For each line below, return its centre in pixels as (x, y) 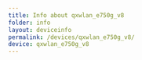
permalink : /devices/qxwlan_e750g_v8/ (71, 37)
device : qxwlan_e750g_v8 (49, 44)
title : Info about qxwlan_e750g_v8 (66, 15)
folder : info (29, 23)
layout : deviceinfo (40, 30)
